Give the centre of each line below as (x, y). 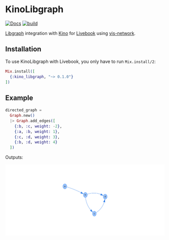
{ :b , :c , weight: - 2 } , (38, 126)
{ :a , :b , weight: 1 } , (37, 131)
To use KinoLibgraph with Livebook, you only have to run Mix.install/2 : (80, 61)
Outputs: (14, 157)
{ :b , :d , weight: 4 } (36, 142)
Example (19, 98)
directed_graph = (24, 110)
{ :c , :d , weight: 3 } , (37, 137)
